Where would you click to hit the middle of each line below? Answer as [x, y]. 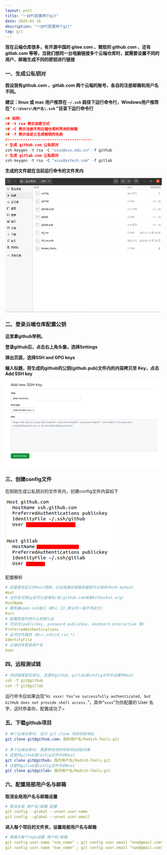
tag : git [14, 32]
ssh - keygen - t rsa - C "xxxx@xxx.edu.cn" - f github [59, 150]
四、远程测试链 [23, 664]
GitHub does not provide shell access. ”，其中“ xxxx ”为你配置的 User [77, 702]
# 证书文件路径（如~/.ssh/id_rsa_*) [40, 635]
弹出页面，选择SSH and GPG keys [40, 357]
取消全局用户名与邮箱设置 [31, 796]
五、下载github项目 [29, 722]
